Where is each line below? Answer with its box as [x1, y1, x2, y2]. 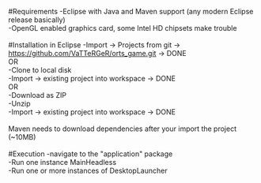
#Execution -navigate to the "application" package [8, 149, 173, 159]
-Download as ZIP [8, 91, 67, 99]
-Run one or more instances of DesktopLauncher [8, 166, 168, 175]
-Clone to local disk [8, 65, 72, 74]
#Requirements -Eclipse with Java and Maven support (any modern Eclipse [8, 7, 254, 16]
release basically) [8, 15, 66, 24]
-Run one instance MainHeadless [8, 158, 117, 166]
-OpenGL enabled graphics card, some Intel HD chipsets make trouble [8, 24, 237, 32]
